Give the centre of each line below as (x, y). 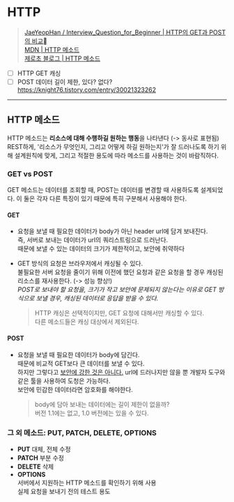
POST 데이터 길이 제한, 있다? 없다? (65, 82)
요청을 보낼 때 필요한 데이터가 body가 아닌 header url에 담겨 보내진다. (112, 231)
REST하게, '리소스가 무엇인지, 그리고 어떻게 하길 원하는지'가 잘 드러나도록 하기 (113, 146)
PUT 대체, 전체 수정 (44, 449)
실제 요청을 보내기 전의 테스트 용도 (64, 491)
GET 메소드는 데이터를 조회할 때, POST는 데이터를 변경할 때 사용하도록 (103, 190)
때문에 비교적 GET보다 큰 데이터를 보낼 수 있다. (81, 363)
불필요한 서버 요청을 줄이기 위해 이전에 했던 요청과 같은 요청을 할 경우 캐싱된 (120, 272)
